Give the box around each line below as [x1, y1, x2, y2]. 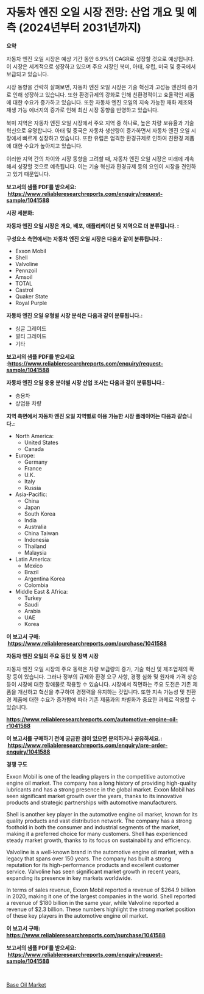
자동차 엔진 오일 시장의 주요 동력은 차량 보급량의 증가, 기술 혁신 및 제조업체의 [6, 665, 188, 672]
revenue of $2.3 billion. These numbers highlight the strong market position [6, 906, 196, 913]
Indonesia [24, 536, 49, 543]
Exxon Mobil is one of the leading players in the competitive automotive [6, 773, 186, 780]
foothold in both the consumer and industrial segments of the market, [6, 823, 181, 830]
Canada [24, 445, 44, 452]
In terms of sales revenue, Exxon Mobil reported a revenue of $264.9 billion [6, 886, 196, 893]
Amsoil [15, 273, 33, 281]
